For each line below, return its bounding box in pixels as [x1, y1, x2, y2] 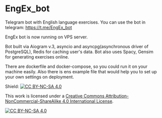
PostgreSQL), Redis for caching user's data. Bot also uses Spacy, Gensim [5, 49, 154, 55]
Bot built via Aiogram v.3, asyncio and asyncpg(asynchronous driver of [5, 43, 149, 49]
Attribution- [105, 93, 129, 99]
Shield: [5, 83, 19, 89]
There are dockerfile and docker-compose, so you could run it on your [5, 63, 148, 69]
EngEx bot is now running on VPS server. [5, 34, 88, 40]
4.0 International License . [62, 98, 114, 104]
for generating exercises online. [5, 54, 70, 59]
